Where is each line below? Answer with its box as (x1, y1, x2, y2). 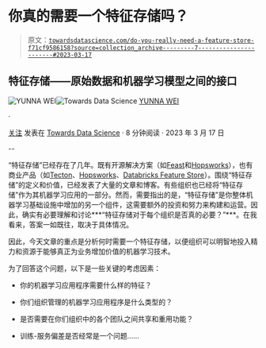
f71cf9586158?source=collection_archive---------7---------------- (27, 44, 255, 52)
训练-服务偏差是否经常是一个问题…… (19, 331, 140, 340)
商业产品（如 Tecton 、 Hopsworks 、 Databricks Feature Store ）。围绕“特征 (8, 170, 246, 180)
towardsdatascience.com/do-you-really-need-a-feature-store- (48, 37, 255, 44)
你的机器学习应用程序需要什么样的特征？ (19, 280, 152, 290)
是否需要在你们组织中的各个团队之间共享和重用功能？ (19, 314, 194, 323)
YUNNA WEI (139, 96, 180, 106)
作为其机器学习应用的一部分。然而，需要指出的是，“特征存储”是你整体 (18, 190, 247, 199)
